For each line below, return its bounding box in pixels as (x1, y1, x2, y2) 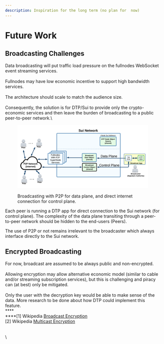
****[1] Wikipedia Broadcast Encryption (5, 313, 88, 319)
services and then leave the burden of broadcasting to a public (26, 110, 154, 115)
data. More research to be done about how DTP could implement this (5, 297, 145, 303)
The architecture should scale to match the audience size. (5, 94, 123, 100)
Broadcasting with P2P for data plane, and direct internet (17, 193, 133, 199)
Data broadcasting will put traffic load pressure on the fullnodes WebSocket (5, 62, 159, 69)
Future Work (5, 30, 57, 41)
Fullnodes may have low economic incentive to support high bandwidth (5, 78, 150, 84)
